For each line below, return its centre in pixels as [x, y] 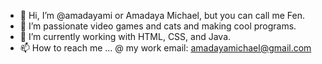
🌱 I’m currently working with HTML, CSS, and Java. [125, 36]
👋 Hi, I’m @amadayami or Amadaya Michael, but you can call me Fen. [162, 15]
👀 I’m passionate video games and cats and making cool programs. [158, 26]
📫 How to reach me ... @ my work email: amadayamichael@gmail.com [165, 48]
